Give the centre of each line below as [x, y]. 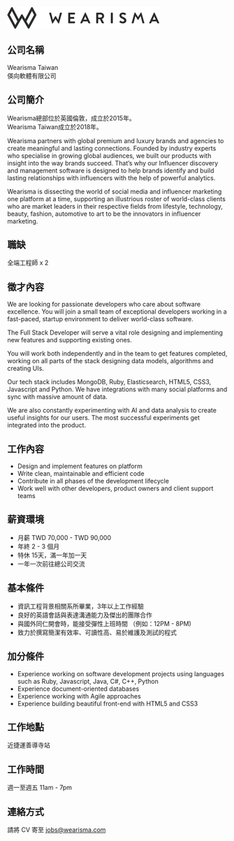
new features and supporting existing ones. [70, 340]
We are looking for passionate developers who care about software [104, 305]
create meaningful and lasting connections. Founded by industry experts [112, 148]
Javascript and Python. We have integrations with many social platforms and [117, 389]
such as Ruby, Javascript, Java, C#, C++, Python [88, 681]
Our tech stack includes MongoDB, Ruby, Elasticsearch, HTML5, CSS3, [109, 382]
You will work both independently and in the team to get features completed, [117, 353]
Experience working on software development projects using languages [121, 673]
